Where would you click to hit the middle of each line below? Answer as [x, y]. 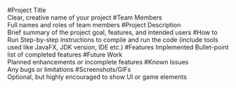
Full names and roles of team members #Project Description [94, 25]
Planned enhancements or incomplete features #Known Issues [98, 62]
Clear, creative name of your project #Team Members [85, 17]
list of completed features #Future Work [65, 54]
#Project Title [27, 10]
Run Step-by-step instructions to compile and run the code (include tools [113, 40]
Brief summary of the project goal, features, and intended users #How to [112, 32]
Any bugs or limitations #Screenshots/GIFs [69, 69]
